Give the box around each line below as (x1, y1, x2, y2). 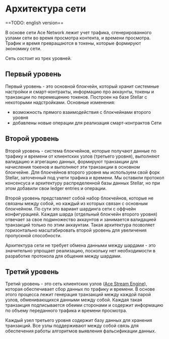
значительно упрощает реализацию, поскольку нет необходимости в (5, 247, 155, 253)
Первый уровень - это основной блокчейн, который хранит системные (5, 83, 159, 89)
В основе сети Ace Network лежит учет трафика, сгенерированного (5, 29, 152, 35)
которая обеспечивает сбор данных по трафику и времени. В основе (5, 286, 155, 292)
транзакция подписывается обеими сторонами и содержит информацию (5, 302, 163, 308)
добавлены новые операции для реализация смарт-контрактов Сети (12, 119, 162, 126)
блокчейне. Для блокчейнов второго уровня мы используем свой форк (5, 169, 160, 175)
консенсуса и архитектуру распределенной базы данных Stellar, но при (5, 180, 160, 186)
